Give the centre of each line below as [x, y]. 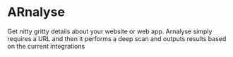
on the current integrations [46, 46]
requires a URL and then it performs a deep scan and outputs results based [117, 38]
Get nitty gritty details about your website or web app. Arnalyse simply [110, 31]
